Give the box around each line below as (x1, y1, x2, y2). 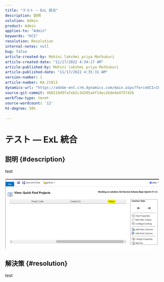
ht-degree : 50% (5, 106, 36, 111)
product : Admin (5, 23, 36, 28)
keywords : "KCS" (5, 34, 38, 39)
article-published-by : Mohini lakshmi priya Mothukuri (5, 65, 119, 69)
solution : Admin (5, 18, 38, 23)
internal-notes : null (5, 44, 49, 49)
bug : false (5, 49, 27, 54)
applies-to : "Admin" (5, 28, 47, 34)
